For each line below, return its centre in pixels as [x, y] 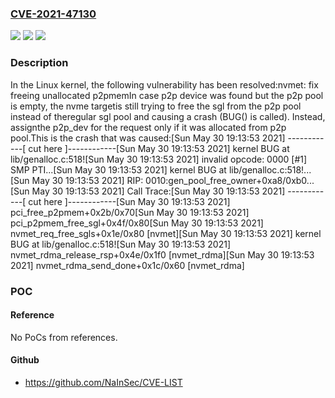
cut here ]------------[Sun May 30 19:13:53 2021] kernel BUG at [159, 148]
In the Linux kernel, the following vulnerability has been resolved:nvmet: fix [164, 84]
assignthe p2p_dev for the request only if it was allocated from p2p [148, 127]
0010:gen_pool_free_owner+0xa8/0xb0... [230, 180]
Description [39, 63]
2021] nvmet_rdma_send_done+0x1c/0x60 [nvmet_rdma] [127, 265]
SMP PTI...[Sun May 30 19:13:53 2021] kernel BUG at [118, 169]
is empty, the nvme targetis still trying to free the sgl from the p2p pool [156, 106]
